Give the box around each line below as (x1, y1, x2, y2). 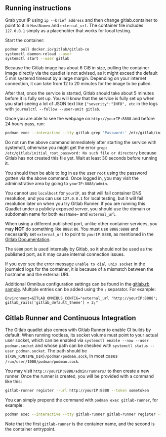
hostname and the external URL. (5, 272, 71, 278)
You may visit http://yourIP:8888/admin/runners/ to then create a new (5, 368, 150, 374)
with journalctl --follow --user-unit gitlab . (5, 106, 100, 112)
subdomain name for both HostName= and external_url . (5, 211, 117, 217)
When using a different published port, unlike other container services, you (5, 221, 158, 227)
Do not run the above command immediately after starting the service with (5, 140, 157, 146)
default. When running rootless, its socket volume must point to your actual (5, 332, 158, 338)
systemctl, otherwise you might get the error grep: (5, 145, 108, 150)
